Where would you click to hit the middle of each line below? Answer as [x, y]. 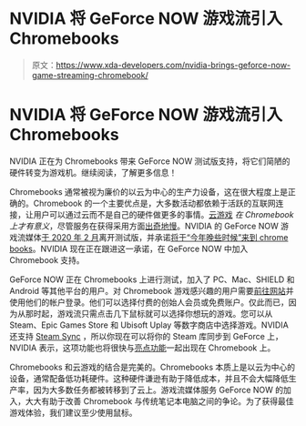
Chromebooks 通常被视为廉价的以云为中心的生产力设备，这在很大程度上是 [149, 191]
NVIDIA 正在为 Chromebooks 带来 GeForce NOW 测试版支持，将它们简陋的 [150, 161]
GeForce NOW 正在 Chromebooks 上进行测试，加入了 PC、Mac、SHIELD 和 [152, 279]
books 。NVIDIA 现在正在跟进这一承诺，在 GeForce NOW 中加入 [129, 248]
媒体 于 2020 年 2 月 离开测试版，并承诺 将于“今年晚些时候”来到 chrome [157, 237]
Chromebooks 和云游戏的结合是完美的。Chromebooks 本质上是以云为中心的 [153, 367]
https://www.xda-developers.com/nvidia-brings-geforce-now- [173, 65]
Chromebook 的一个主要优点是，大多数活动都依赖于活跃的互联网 [154, 203]
